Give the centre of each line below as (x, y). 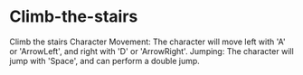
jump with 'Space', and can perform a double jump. (105, 61)
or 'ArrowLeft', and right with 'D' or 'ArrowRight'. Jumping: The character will (151, 51)
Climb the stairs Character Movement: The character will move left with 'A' (148, 42)
